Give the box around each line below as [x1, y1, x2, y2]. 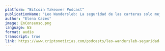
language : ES [5, 25, 32, 30]
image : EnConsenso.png [5, 20, 52, 26]
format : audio [5, 30, 34, 34]
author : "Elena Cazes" [5, 16, 52, 21]
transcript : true [5, 34, 41, 39]
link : [5, 39, 16, 44]
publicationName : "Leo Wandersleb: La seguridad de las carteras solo [5, 12, 153, 17]
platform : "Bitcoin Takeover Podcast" [5, 7, 84, 12]
